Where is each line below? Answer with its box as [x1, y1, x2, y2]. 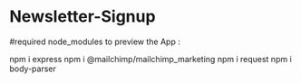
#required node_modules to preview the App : [9, 36, 181, 47]
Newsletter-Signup [9, 6, 156, 27]
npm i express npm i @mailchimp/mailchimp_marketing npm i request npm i [9, 53, 292, 64]
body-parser [9, 63, 57, 74]
